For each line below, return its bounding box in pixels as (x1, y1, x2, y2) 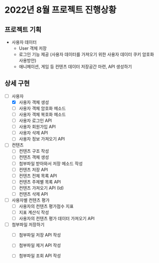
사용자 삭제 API (18, 130, 48, 136)
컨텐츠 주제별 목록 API (18, 179, 61, 184)
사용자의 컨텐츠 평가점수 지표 (18, 203, 74, 209)
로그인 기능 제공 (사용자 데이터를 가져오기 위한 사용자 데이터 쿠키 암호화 (18, 52, 154, 57)
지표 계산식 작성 (18, 209, 49, 215)
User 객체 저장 (18, 45, 47, 51)
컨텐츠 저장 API (18, 166, 48, 172)
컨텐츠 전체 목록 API (18, 173, 57, 179)
